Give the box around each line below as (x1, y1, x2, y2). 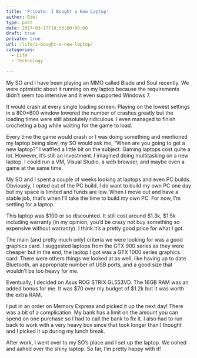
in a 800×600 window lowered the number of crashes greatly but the (6, 109, 173, 116)
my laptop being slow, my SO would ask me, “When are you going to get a (6, 139, 185, 146)
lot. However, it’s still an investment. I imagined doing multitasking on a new (6, 152, 189, 159)
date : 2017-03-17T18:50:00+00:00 (6, 25, 88, 31)
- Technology (11, 58, 44, 63)
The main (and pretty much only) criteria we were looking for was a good (6, 236, 183, 243)
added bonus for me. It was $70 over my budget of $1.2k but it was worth (6, 285, 184, 292)
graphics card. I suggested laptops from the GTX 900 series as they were (6, 242, 184, 249)
